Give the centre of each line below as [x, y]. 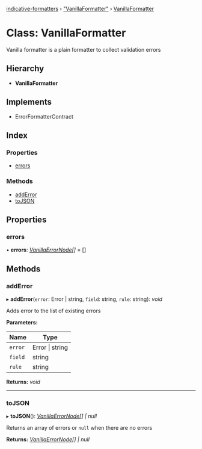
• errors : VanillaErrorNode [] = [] [46, 250]
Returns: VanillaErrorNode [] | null [48, 439]
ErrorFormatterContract [44, 116]
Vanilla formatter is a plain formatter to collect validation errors [84, 49]
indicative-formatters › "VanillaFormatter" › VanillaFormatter [80, 9]
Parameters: [22, 322]
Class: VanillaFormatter [66, 33]
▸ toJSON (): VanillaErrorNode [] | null [52, 416]
